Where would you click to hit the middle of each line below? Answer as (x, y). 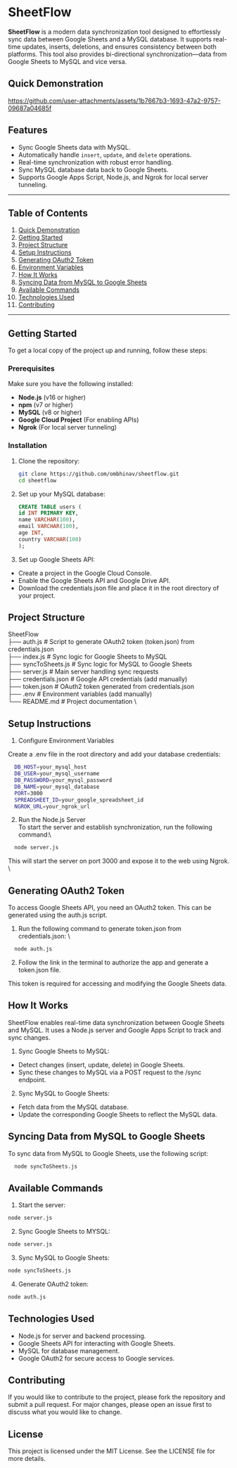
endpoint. (32, 1079)
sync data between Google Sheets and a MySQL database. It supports (110, 39)
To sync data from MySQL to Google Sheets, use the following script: (108, 1153)
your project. (37, 595)
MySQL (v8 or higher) (50, 413)
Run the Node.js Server (52, 820)
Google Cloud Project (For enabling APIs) (78, 420)
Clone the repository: (49, 461)
